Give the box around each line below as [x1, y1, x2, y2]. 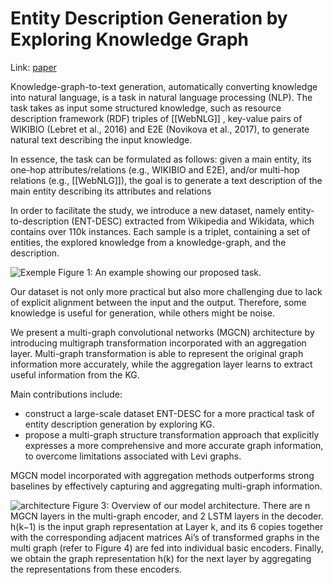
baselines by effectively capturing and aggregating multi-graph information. [10, 480, 323, 492]
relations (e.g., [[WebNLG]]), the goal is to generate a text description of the [10, 174, 323, 186]
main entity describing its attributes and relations [10, 185, 212, 197]
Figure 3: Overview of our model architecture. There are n [72, 499, 311, 511]
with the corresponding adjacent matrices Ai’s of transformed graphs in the [10, 531, 320, 543]
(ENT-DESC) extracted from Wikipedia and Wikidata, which [71, 215, 315, 227]
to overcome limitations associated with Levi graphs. [24, 450, 242, 462]
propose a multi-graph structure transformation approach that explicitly [24, 428, 320, 441]
